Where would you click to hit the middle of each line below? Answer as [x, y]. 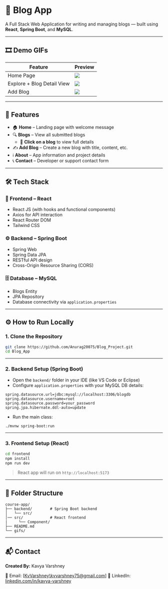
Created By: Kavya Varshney [35, 566]
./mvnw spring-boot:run [30, 426]
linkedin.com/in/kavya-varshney [38, 581]
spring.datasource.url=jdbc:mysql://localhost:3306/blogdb [68, 394]
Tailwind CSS [26, 225]
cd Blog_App [17, 351]
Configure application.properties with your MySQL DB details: [78, 385]
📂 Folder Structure [34, 493]
